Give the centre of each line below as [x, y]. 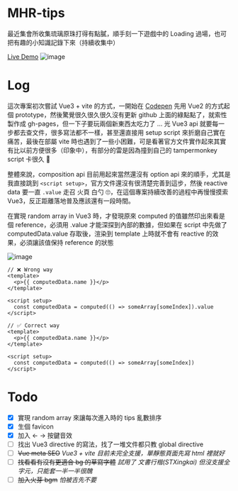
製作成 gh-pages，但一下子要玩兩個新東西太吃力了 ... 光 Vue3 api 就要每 [113, 123]
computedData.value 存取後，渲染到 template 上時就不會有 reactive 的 [110, 233]
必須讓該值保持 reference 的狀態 [67, 242]
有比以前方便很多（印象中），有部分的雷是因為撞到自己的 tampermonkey [112, 150]
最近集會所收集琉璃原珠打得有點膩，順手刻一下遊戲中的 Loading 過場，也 [114, 33]
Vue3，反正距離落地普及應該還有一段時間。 [71, 201]
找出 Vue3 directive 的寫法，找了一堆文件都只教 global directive [110, 444]
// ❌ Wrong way [30, 270]
